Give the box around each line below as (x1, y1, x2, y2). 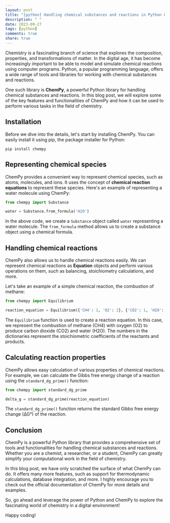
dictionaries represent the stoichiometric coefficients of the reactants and (5, 333, 159, 339)
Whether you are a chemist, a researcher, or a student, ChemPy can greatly (5, 450, 163, 456)
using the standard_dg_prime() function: (5, 377, 89, 384)
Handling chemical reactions (5, 244, 98, 252)
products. (5, 338, 25, 344)
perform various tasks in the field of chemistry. (5, 103, 103, 109)
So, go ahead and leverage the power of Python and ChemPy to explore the (5, 497, 163, 503)
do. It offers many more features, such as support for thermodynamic (5, 471, 150, 477)
